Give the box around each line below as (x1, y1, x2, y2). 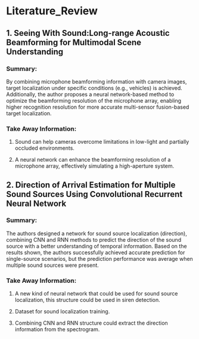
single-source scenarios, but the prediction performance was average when (6, 255, 194, 262)
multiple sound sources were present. (6, 261, 99, 269)
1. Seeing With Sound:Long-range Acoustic (6, 28, 170, 38)
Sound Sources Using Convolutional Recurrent (6, 189, 183, 199)
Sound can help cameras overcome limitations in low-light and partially (14, 138, 189, 146)
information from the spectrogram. (14, 326, 100, 333)
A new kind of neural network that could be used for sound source (14, 290, 178, 297)
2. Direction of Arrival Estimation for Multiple (6, 180, 176, 190)
